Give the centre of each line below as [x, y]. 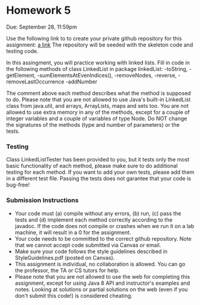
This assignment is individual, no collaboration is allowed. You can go [100, 264]
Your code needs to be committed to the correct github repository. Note [103, 238]
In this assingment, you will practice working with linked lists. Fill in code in [98, 63]
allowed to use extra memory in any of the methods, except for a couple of [98, 112]
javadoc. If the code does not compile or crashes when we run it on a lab [104, 226]
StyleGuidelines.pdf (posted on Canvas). [65, 257]
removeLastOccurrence [35, 82]
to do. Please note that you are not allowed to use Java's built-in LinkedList [99, 99]
